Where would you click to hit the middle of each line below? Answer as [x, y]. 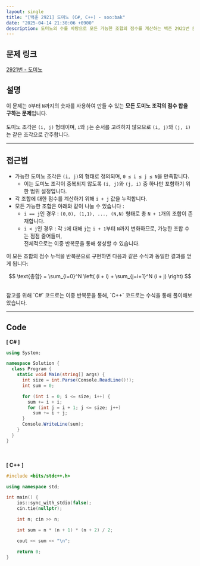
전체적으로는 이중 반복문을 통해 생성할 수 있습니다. [82, 243]
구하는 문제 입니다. [27, 113]
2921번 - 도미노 [24, 70]
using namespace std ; [33, 487]
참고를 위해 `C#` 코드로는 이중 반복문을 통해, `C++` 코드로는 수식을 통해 [89, 295]
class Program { [32, 369]
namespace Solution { [33, 364]
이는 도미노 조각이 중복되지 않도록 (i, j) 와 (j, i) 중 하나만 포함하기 [104, 183]
